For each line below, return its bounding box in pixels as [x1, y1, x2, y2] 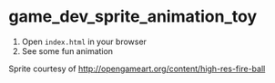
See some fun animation [21, 45, 114, 56]
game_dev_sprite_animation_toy [8, 6, 258, 27]
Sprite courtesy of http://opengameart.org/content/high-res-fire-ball [8, 63, 266, 74]
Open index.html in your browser [21, 36, 148, 47]
